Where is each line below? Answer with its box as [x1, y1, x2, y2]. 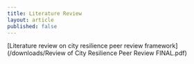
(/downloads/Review [7, 49, 66, 57]
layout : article [7, 17, 54, 23]
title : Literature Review [7, 10, 82, 17]
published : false [7, 23, 58, 30]
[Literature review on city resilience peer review [7, 42, 143, 50]
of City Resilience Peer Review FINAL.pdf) [67, 49, 187, 57]
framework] [144, 42, 178, 50]
